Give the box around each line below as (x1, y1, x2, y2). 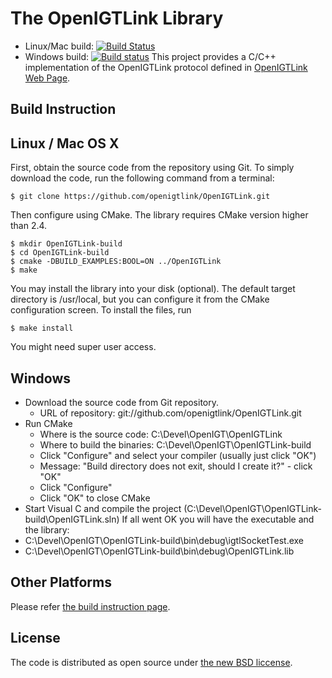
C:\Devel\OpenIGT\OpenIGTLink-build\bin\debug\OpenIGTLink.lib (24, 545, 295, 557)
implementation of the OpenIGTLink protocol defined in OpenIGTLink (24, 61, 308, 73)
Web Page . (24, 72, 71, 84)
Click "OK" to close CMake (39, 492, 151, 504)
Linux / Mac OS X (10, 135, 120, 152)
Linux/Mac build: (24, 40, 95, 52)
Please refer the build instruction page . (10, 600, 171, 612)
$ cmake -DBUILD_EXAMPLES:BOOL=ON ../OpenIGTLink (10, 257, 222, 267)
